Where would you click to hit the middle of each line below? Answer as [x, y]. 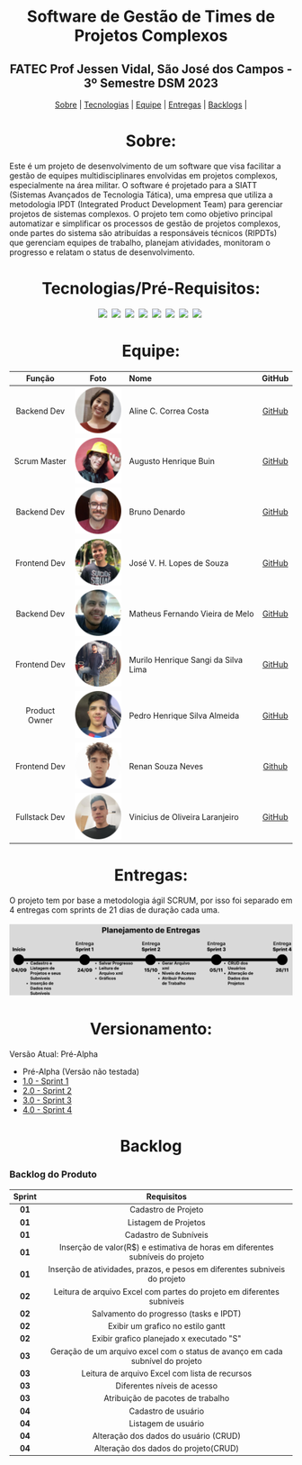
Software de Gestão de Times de [151, 17]
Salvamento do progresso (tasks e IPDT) [166, 1314]
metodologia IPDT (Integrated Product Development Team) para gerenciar [146, 204]
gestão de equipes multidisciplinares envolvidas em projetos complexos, [144, 175]
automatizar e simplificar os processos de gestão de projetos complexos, [145, 223]
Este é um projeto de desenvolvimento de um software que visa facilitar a [145, 166]
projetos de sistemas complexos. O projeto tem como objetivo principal [141, 214]
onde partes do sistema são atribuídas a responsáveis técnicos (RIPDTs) [143, 232]
